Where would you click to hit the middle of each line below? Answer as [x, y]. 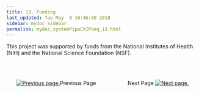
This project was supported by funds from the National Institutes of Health [100, 46]
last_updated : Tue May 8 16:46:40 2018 [59, 18]
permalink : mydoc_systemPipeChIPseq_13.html [64, 29]
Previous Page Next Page [107, 83]
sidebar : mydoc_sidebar [37, 23]
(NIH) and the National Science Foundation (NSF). [69, 53]
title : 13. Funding [31, 12]
